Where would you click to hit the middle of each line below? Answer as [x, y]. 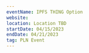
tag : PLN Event [26, 40]
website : [17, 18]
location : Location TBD [37, 23]
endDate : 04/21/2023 [33, 35]
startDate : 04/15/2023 [35, 29]
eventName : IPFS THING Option [45, 12]
